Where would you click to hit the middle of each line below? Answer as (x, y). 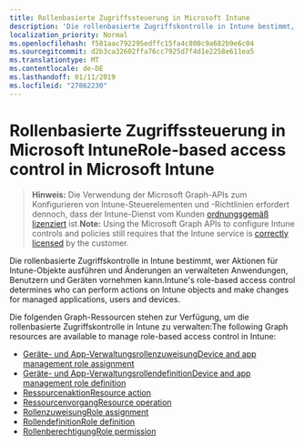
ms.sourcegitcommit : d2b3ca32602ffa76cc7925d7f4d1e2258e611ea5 (132, 52)
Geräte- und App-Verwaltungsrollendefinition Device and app (137, 373)
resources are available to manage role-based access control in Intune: (143, 336)
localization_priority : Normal (69, 35)
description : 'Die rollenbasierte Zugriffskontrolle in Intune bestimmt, (152, 26)
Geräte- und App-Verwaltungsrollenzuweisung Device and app (139, 354)
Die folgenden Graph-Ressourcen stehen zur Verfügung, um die (130, 317)
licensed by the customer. (80, 243)
